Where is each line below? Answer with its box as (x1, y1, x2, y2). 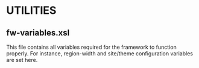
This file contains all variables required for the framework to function (6, 43, 177, 51)
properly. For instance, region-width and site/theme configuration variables (6, 50, 193, 57)
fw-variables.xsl (6, 28, 70, 38)
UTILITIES (6, 4, 57, 17)
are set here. (6, 57, 38, 63)
